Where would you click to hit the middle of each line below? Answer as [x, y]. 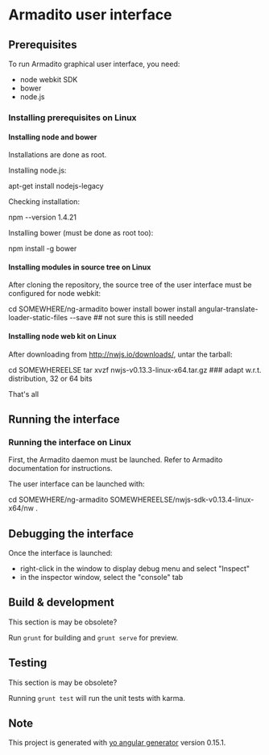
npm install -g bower [43, 248]
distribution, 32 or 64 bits [50, 378]
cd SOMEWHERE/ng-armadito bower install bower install [103, 309]
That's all [23, 394]
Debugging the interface [71, 534]
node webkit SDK [49, 79]
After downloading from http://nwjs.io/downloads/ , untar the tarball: [120, 354]
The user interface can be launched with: [77, 484]
